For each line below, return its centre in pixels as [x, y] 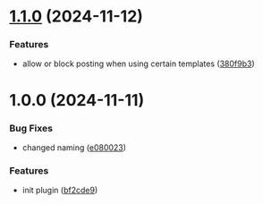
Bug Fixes [31, 128]
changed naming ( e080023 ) [74, 147]
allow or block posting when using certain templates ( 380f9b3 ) [138, 64]
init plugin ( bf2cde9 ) [60, 191]
